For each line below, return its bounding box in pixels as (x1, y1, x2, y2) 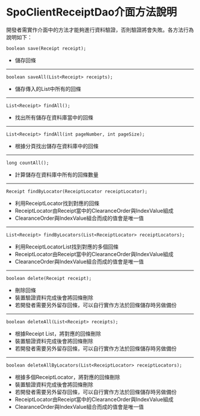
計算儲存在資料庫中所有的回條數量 (14, 171, 99, 178)
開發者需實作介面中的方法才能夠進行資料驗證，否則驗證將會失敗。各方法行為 (6, 26, 194, 33)
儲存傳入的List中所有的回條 (14, 85, 82, 92)
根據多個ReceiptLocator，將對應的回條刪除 (14, 373, 120, 380)
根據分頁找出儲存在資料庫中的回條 (14, 142, 99, 149)
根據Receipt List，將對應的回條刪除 (14, 330, 101, 337)
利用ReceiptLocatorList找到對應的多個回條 (14, 243, 119, 250)
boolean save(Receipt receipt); (6, 45, 86, 51)
